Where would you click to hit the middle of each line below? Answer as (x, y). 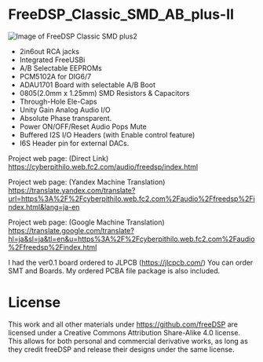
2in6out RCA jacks (49, 51)
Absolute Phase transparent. (66, 118)
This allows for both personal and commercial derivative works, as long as (128, 341)
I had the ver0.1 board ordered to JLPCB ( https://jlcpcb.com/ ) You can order (131, 262)
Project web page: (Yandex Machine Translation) (87, 181)
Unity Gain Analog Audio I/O (65, 110)
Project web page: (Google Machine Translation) (86, 222)
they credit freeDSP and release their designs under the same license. (121, 349)
